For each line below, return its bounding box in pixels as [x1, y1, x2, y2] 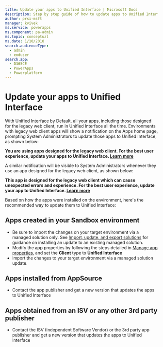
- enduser [9, 52, 29, 57]
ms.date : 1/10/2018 [5, 39, 45, 44]
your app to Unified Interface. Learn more [5, 187, 91, 193]
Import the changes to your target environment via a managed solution [12, 255, 154, 261]
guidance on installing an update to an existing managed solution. [12, 239, 144, 245]
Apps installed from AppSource [5, 274, 102, 283]
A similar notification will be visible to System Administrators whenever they [5, 163, 157, 168]
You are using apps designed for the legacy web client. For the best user [5, 148, 154, 154]
